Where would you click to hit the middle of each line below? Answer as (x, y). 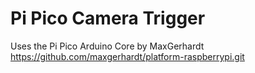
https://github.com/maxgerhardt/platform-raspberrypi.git (127, 56)
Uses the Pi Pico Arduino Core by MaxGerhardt (107, 46)
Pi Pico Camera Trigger (108, 18)
